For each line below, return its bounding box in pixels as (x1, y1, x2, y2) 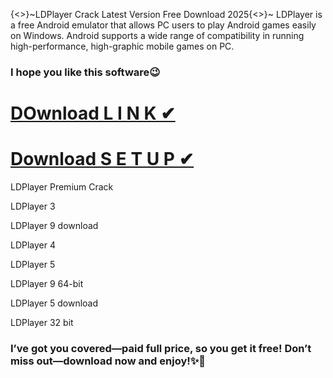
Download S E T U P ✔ (10, 148, 195, 171)
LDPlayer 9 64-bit (10, 278, 84, 290)
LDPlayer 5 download (10, 297, 99, 309)
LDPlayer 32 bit (10, 317, 74, 329)
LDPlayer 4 (10, 239, 57, 251)
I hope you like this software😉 (10, 65, 161, 79)
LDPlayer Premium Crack (10, 181, 114, 193)
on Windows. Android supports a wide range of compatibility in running (10, 30, 305, 41)
